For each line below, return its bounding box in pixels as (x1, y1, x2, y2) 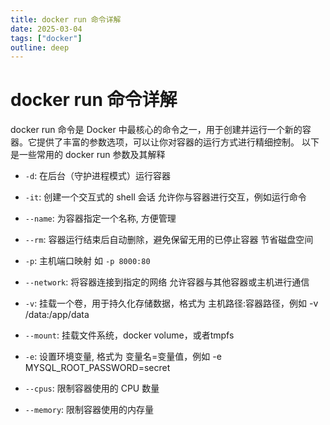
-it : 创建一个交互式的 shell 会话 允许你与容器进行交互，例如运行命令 (24, 191, 307, 203)
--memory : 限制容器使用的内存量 (24, 404, 155, 416)
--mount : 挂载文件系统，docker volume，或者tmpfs (24, 329, 235, 341)
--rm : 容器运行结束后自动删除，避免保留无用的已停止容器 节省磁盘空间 (24, 234, 314, 246)
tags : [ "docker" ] (10, 33, 83, 43)
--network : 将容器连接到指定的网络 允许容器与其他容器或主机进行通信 (24, 276, 310, 288)
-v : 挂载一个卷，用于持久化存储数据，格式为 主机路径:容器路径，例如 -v (24, 297, 319, 310)
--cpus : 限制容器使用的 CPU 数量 (24, 382, 160, 395)
